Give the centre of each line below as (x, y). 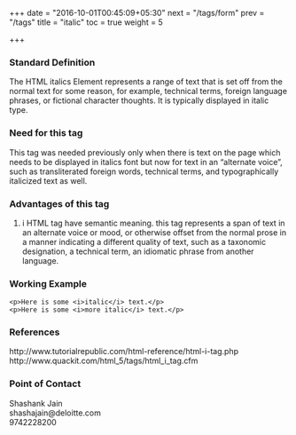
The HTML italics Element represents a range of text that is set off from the (146, 82)
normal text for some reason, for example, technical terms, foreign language (148, 91)
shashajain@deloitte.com (55, 413)
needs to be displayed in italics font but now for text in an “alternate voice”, (146, 162)
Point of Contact (45, 384)
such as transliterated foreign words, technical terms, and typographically (144, 171)
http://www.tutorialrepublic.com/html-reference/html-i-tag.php (124, 352)
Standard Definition (52, 62)
